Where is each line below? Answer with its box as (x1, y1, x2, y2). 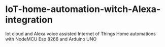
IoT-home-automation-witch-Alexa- (5, 3, 161, 15)
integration (5, 14, 53, 25)
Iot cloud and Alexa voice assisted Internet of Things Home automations (5, 30, 156, 36)
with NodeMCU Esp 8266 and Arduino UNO (5, 36, 97, 42)
